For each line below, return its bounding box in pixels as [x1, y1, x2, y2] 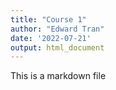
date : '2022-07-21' [10, 33, 92, 43]
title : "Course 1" [10, 14, 87, 25]
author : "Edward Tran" [10, 24, 105, 34]
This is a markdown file [10, 70, 107, 82]
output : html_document [10, 42, 105, 53]
